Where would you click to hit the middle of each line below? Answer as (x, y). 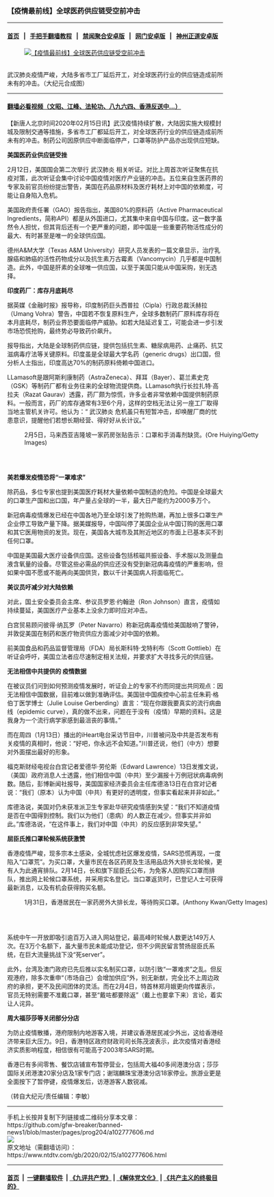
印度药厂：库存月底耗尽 (40, 290)
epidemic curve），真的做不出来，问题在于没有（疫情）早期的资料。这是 (120, 711)
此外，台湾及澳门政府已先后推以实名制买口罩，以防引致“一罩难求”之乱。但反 (115, 969)
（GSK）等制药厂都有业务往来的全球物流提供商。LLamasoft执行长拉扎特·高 (113, 385)
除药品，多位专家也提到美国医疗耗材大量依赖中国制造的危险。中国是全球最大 (115, 492)
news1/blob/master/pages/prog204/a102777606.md (80, 1132)
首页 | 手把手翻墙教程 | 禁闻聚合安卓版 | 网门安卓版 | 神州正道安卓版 (113, 36)
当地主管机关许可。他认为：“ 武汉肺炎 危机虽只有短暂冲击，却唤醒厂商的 (109, 411)
